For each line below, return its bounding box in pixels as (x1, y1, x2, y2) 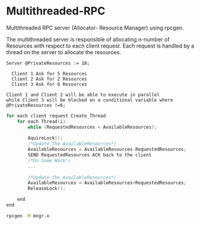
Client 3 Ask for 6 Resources (11, 81, 87, 87)
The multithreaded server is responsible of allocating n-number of (6, 35, 170, 43)
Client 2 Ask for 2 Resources (11, 76, 87, 82)
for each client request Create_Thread (6, 112, 106, 119)
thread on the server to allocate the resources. (6, 48, 121, 55)
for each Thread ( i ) (17, 119, 66, 125)
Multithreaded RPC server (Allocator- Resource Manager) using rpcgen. (6, 24, 184, 31)
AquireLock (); (28, 135, 63, 141)
